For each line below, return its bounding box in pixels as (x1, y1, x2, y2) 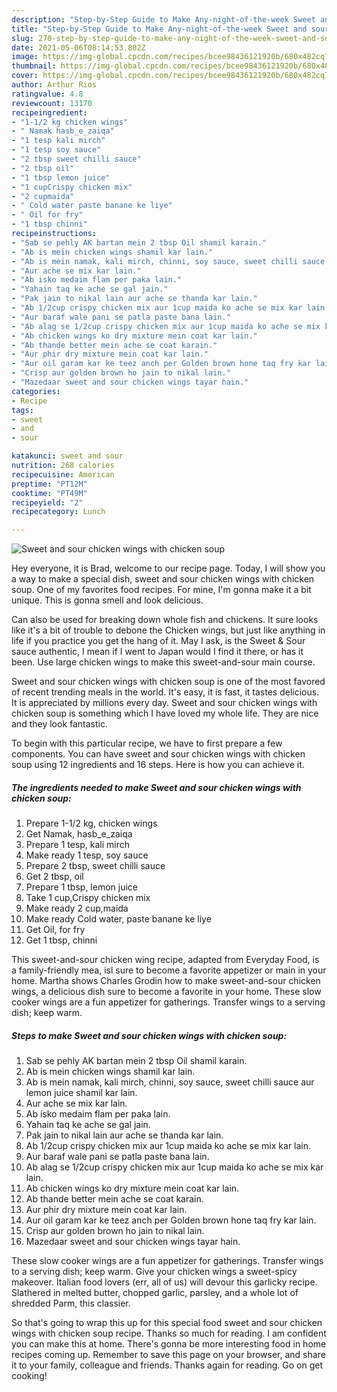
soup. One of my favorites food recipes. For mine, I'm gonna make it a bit (11, 584, 312, 596)
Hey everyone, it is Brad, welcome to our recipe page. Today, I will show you (11, 562, 326, 575)
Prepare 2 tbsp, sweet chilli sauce (25, 860, 166, 872)
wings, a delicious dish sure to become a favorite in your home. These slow (11, 986, 322, 998)
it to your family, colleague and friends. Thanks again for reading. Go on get (11, 1359, 324, 1371)
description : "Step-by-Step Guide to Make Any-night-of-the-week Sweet (11, 14, 316, 25)
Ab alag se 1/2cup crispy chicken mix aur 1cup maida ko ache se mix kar (25, 1161, 324, 1173)
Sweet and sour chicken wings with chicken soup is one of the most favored (11, 676, 326, 688)
